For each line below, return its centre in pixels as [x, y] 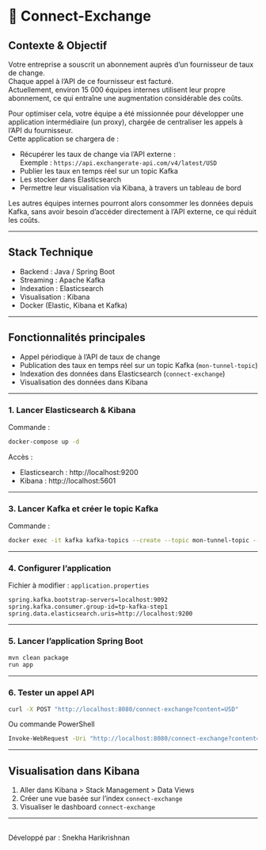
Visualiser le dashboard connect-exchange [87, 807]
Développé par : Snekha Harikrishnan [69, 837]
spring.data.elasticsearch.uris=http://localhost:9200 [101, 614]
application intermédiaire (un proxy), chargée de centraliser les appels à [125, 122]
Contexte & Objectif [58, 46]
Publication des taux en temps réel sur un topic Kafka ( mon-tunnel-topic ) [139, 365]
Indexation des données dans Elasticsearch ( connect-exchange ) [122, 373]
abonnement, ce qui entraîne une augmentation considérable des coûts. [126, 98]
